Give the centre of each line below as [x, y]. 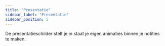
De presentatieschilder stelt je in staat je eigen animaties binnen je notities [82, 34]
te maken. [16, 39]
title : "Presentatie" [28, 10]
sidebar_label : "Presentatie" [37, 15]
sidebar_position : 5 [27, 19]
